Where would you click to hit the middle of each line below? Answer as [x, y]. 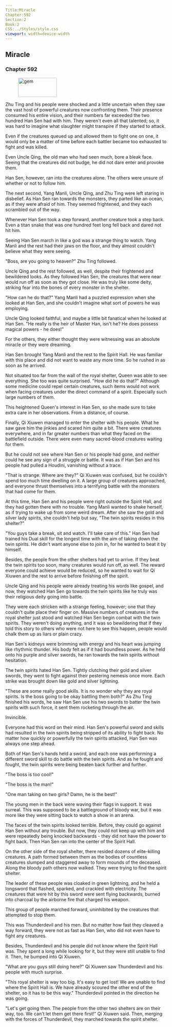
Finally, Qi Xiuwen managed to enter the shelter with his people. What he [82, 422]
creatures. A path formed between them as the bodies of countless [76, 857]
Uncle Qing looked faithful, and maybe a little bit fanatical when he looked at [86, 318]
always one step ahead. [30, 743]
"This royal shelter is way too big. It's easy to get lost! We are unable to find [85, 982]
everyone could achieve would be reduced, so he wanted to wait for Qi [80, 570]
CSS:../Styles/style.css [32, 29]
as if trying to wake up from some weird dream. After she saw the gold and [84, 512]
